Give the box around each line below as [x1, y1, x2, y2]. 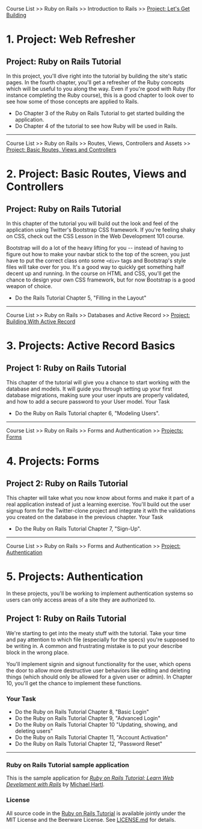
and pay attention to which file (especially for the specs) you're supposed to [6, 636, 195, 643]
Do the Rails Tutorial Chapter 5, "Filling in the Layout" [14, 294, 147, 301]
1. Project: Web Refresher [6, 32, 136, 46]
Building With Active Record [6, 318, 76, 325]
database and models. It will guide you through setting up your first [6, 385, 173, 392]
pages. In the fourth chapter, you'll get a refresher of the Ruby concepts [6, 79, 185, 86]
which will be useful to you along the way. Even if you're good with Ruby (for [6, 85, 196, 92]
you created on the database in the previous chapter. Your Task [6, 514, 164, 520]
